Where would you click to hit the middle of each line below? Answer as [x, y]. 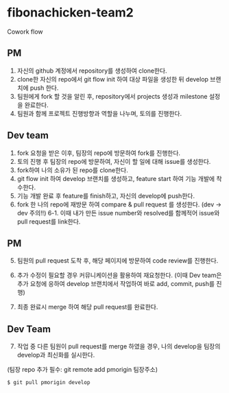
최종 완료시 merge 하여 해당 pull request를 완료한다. [87, 307]
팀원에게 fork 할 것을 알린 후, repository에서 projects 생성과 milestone [112, 96]
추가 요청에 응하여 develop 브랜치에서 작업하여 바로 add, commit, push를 [116, 284]
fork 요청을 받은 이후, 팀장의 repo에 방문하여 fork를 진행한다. [98, 153]
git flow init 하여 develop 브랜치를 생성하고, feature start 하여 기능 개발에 [116, 178]
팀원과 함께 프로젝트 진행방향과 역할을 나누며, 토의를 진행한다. [99, 113]
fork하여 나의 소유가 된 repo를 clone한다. [72, 170]
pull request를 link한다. [49, 222]
